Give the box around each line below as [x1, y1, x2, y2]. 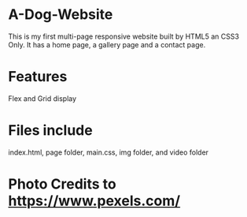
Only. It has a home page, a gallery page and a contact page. [8, 39, 206, 49]
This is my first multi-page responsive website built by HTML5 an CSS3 [8, 32, 240, 41]
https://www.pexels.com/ [8, 192, 181, 210]
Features [8, 68, 68, 86]
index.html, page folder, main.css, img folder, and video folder [8, 148, 209, 157]
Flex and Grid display [8, 93, 77, 103]
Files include [8, 122, 93, 140]
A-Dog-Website [8, 6, 113, 24]
